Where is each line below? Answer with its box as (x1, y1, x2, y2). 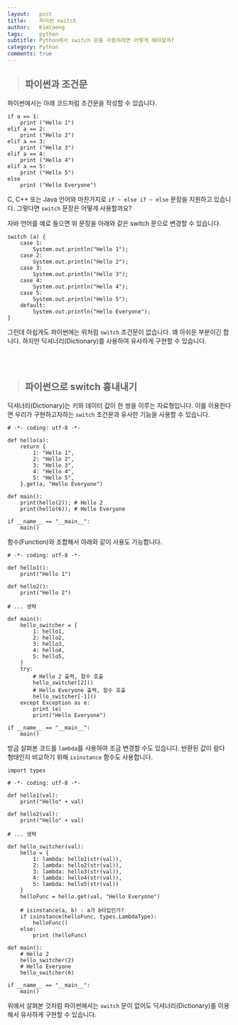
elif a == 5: (7, 163, 46, 170)
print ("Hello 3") (20, 144, 75, 151)
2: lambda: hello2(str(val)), (33, 862, 122, 869)
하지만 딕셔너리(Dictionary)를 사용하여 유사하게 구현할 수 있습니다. (22, 336, 207, 345)
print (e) (33, 705, 62, 713)
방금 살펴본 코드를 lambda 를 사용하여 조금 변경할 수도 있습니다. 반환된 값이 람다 (7, 743, 225, 752)
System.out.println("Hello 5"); (33, 295, 129, 303)
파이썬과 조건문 (24, 78, 88, 91)
